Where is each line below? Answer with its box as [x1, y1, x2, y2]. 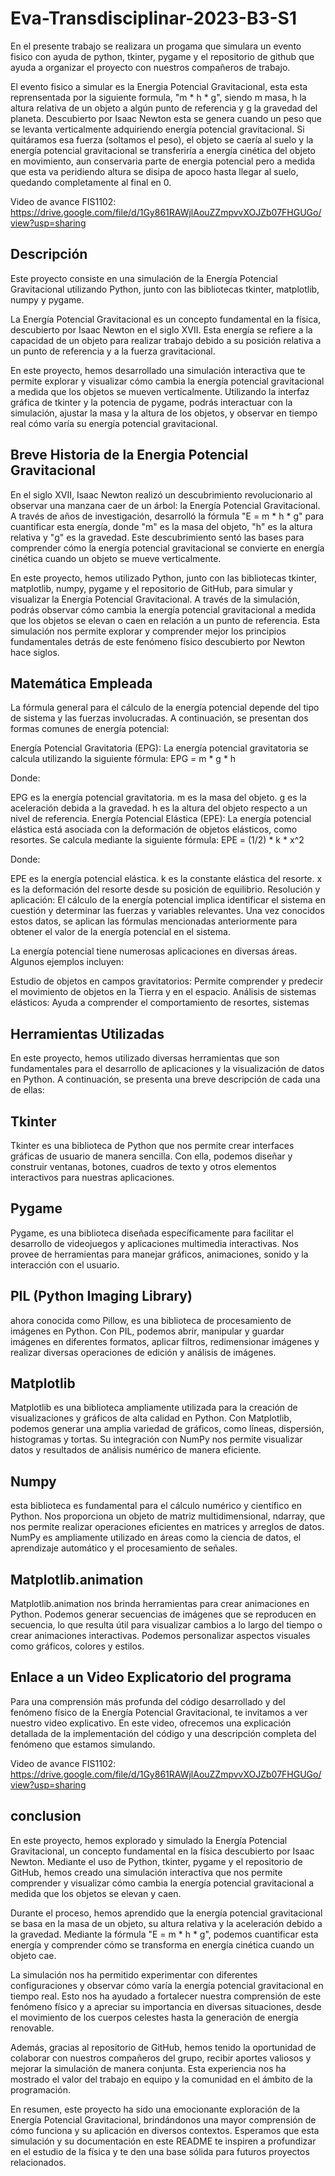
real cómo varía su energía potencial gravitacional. [10, 417, 218, 429]
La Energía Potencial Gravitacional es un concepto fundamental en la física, [10, 313, 322, 325]
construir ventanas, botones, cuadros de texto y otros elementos [10, 1161, 277, 1172]
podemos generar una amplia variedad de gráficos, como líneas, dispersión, [10, 1423, 325, 1435]
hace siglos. [10, 646, 60, 658]
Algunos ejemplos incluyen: [10, 956, 124, 968]
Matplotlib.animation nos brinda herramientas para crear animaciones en [10, 1598, 310, 1610]
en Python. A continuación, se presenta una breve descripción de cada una [10, 1073, 321, 1086]
